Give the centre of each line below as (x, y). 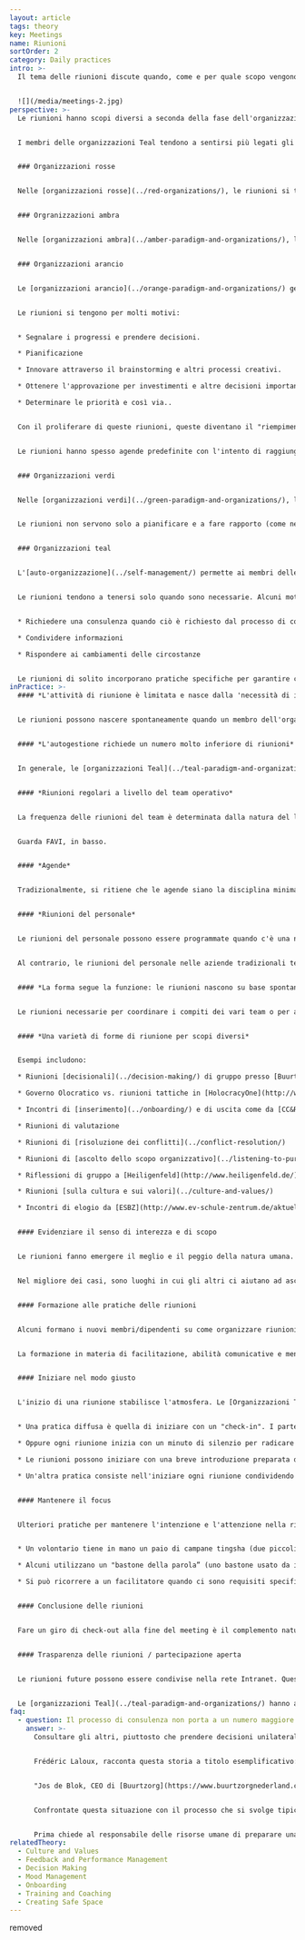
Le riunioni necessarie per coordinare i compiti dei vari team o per (154, 1012)
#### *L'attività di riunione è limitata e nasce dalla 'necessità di (154, 695)
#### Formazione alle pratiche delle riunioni (107, 1305)
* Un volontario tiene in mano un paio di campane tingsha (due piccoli (158, 1549)
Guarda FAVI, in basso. (62, 842)
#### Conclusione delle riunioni (81, 1606)
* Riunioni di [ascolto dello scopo (87, 1158)
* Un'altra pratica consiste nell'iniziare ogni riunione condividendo (156, 1476)
